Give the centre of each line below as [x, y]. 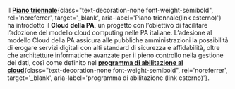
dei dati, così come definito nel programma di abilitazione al [95, 63]
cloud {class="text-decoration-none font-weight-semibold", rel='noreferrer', [117, 70]
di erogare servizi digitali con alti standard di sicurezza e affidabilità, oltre [114, 48]
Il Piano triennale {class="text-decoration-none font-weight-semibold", [110, 10]
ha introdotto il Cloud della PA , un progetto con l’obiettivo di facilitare [108, 25]
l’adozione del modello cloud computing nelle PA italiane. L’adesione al [110, 32]
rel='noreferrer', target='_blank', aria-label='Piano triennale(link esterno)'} [115, 18]
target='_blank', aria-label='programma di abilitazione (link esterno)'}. [108, 78]
